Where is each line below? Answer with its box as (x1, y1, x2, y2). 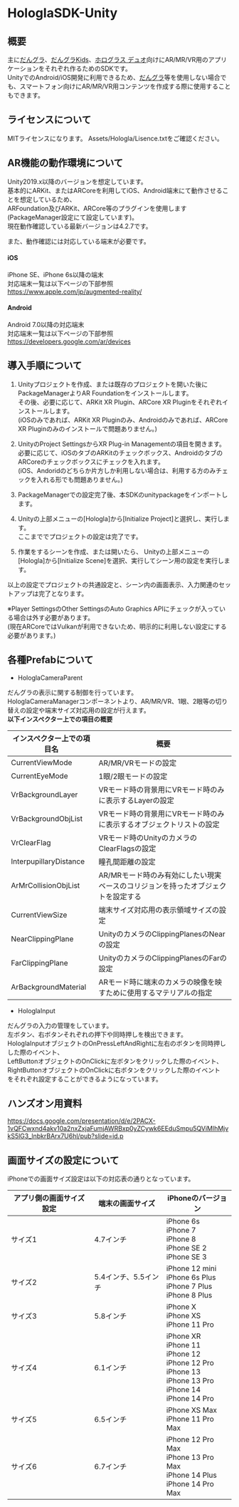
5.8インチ (94, 1311, 127, 1321)
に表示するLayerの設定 (98, 795, 174, 805)
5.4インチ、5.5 (94, 1272, 145, 1282)
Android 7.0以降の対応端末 (7, 321, 85, 329)
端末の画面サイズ (98, 1198, 156, 1208)
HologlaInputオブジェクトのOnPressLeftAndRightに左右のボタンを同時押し (7, 1039, 226, 1047)
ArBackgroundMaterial (11, 982, 87, 992)
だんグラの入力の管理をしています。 (7, 1021, 113, 1030)
